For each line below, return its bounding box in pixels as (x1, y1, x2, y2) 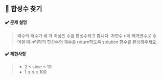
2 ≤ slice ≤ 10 (24, 63, 52, 70)
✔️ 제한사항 (5, 51, 26, 57)
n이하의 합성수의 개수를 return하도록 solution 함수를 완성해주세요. (31, 39, 158, 45)
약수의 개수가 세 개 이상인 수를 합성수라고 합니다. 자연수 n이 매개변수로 (17, 32, 152, 38)
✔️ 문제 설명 (5, 19, 27, 25)
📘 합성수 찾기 (5, 4, 43, 13)
